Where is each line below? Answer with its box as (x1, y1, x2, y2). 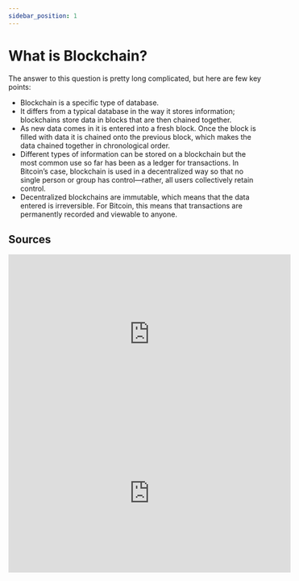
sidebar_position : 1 (8, 11, 78, 20)
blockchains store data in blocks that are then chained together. (19, 115, 232, 124)
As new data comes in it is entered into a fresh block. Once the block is (19, 123, 256, 133)
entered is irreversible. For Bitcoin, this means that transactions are (19, 200, 243, 210)
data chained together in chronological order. (19, 141, 171, 150)
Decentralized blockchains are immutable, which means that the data (19, 192, 250, 202)
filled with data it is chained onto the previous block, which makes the (19, 132, 251, 141)
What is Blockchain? (8, 46, 147, 65)
